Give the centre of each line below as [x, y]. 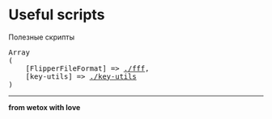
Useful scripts [57, 15]
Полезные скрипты [42, 37]
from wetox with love [45, 107]
